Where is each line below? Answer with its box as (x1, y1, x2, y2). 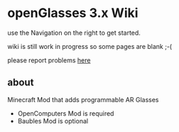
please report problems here (7, 55, 91, 65)
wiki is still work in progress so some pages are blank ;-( (7, 42, 173, 50)
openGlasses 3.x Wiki (7, 5, 139, 21)
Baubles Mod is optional (17, 116, 89, 125)
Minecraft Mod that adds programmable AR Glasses (7, 95, 159, 104)
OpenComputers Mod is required (17, 109, 114, 118)
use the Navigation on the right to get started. (7, 28, 141, 37)
